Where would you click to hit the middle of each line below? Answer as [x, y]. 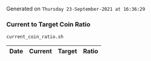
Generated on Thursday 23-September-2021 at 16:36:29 [76, 9]
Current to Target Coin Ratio [49, 24]
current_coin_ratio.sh [35, 37]
